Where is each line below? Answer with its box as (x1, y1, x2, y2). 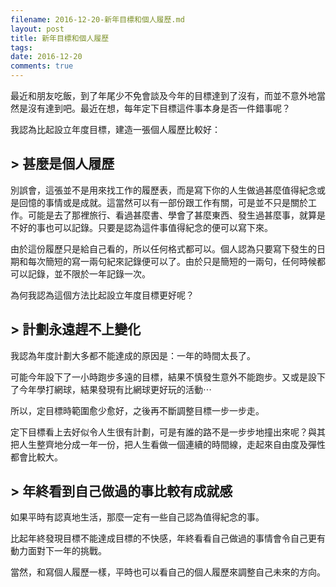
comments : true (10, 61, 74, 71)
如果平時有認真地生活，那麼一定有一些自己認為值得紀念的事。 (10, 511, 265, 523)
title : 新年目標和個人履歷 (10, 33, 110, 43)
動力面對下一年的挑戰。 (10, 545, 107, 557)
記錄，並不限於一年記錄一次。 (27, 267, 151, 280)
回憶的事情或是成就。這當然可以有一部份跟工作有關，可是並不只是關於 (18, 196, 308, 208)
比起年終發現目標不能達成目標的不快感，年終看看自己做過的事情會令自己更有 (10, 532, 326, 545)
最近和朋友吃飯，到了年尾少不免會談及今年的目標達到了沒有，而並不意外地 (10, 90, 317, 101)
